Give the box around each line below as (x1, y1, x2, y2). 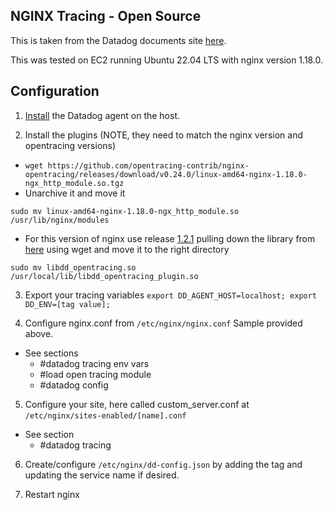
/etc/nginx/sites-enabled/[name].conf (24, 410, 187, 421)
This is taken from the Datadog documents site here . (10, 34, 227, 46)
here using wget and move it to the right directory (24, 243, 230, 255)
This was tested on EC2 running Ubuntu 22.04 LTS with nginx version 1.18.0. (10, 54, 324, 66)
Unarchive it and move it (24, 187, 126, 199)
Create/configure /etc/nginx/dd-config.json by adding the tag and (24, 458, 303, 470)
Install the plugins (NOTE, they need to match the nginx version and (24, 129, 303, 141)
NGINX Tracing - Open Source (10, 8, 202, 25)
